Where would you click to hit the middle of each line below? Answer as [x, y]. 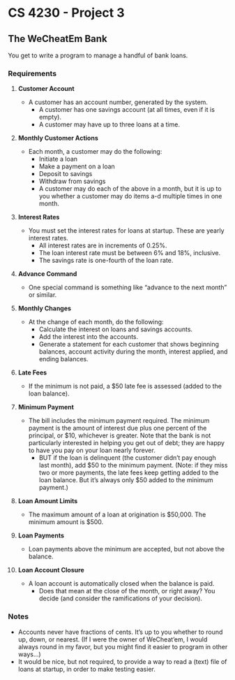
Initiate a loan [58, 159]
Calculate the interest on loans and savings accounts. [116, 329]
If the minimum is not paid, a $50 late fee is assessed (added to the [125, 386]
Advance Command [47, 274]
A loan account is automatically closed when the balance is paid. [121, 584]
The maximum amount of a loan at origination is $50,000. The [117, 514]
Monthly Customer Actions [58, 138]
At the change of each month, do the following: [96, 322]
